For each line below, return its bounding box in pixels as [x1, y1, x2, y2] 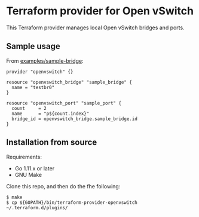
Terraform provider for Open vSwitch [6, 4, 194, 18]
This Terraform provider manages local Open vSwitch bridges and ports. [6, 24, 185, 31]
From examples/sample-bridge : [6, 57, 84, 64]
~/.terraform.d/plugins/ [6, 204, 68, 210]
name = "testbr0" [11, 84, 55, 90]
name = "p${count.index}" [11, 111, 90, 117]
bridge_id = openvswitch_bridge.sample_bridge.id [11, 115, 137, 122]
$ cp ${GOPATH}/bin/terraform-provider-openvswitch [6, 199, 137, 206]
